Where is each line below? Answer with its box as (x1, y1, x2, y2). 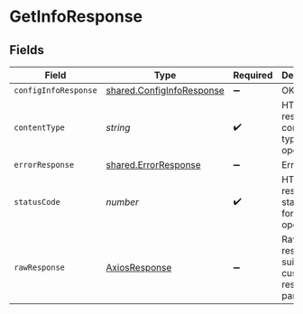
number (106, 196, 140, 208)
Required (233, 69, 273, 81)
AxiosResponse (106, 262, 172, 273)
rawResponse (14, 263, 66, 272)
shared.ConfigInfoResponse (106, 84, 225, 97)
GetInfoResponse (9, 6, 143, 27)
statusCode (14, 197, 60, 207)
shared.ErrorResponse (106, 159, 201, 171)
